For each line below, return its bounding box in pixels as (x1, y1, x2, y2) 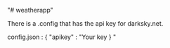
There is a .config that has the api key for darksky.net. (7, 19, 164, 27)
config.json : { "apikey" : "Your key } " (7, 33, 117, 41)
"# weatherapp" (7, 6, 54, 14)
